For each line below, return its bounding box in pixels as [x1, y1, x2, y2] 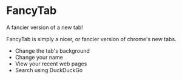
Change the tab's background [15, 47, 90, 55]
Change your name [15, 53, 64, 61]
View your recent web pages [15, 60, 87, 67]
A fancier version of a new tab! [6, 24, 83, 31]
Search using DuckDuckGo [15, 66, 83, 73]
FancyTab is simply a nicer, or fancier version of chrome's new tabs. [6, 35, 177, 42]
